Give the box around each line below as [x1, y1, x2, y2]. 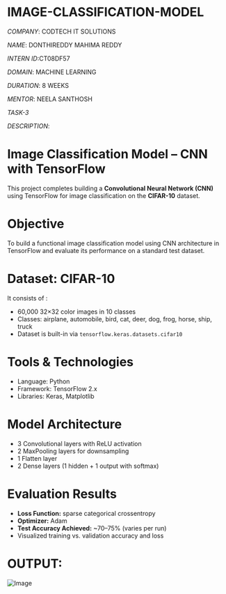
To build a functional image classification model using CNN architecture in [7, 238, 220, 247]
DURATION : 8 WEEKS [7, 81, 70, 89]
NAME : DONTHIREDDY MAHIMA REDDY [7, 40, 122, 49]
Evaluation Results [7, 486, 117, 502]
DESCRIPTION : [7, 121, 50, 130]
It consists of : [7, 294, 48, 302]
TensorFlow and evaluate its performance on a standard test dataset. [7, 246, 205, 254]
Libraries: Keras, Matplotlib [17, 392, 95, 400]
